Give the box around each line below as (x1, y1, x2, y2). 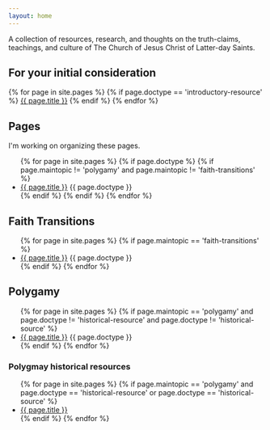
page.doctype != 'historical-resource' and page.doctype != (19, 314, 217, 324)
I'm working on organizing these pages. (8, 141, 141, 150)
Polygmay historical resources (8, 360, 131, 372)
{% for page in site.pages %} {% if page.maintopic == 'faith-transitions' (19, 236, 259, 246)
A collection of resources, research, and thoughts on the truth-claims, (8, 34, 241, 44)
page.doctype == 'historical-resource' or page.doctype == (19, 388, 217, 398)
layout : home (8, 11, 53, 20)
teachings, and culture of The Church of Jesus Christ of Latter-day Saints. (8, 42, 255, 53)
